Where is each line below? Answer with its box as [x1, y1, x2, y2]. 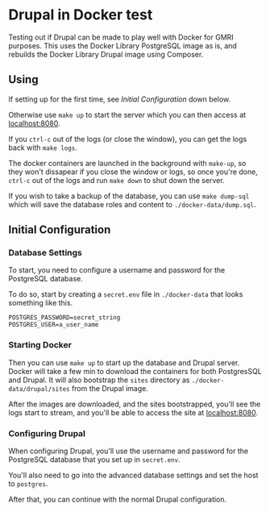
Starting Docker [8, 339, 73, 351]
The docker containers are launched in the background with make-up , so [8, 158, 247, 168]
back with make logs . [8, 143, 78, 152]
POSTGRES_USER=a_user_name [8, 321, 99, 329]
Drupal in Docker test [8, 6, 153, 24]
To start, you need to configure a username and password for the [8, 265, 226, 275]
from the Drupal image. [71, 383, 149, 393]
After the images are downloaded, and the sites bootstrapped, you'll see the [8, 399, 261, 409]
